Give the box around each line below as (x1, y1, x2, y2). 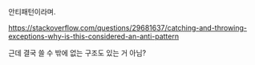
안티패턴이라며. (8, 7, 56, 16)
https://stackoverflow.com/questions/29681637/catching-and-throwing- (8, 23, 247, 32)
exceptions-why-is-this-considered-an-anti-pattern (8, 31, 179, 41)
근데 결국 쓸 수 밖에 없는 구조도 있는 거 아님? (8, 48, 147, 58)
